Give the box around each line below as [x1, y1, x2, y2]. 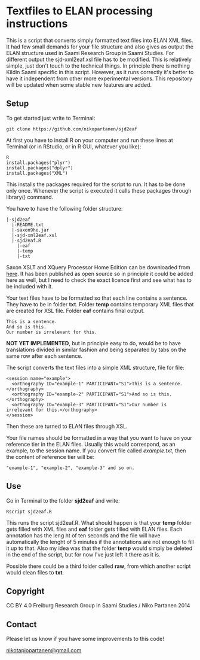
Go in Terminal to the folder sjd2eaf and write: [6, 497, 121, 504]
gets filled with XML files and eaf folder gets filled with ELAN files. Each [6, 525, 183, 533]
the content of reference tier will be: [6, 453, 94, 460]
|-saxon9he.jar [11, 227, 50, 233]
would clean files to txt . [6, 568, 64, 576]
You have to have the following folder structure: [6, 205, 123, 212]
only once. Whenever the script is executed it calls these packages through [6, 187, 192, 194]
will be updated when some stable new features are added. [6, 81, 152, 88]
